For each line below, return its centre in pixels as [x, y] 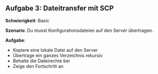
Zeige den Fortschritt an [38, 66]
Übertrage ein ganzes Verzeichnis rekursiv [58, 55]
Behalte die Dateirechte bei [41, 61]
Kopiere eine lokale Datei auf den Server [55, 50]
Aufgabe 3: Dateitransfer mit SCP [60, 8]
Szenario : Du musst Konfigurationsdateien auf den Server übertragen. [79, 30]
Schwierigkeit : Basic [27, 20]
